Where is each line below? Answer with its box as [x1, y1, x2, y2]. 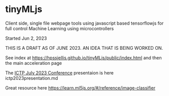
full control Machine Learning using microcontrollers [5, 25, 114, 31]
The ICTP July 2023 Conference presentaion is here [5, 69, 114, 76]
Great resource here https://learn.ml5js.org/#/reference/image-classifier [5, 84, 155, 91]
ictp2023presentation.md [5, 75, 58, 81]
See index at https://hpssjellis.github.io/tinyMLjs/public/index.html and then [5, 54, 162, 61]
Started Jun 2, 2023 [5, 35, 47, 41]
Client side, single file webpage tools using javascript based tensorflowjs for [5, 20, 164, 26]
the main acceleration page [5, 60, 62, 66]
